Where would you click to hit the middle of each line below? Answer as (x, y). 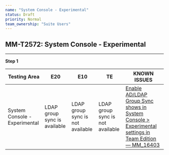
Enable (134, 89)
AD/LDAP (136, 95)
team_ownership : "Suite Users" (38, 24)
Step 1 (12, 61)
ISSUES (143, 80)
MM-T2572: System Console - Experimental (75, 44)
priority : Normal (23, 19)
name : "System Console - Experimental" (47, 10)
